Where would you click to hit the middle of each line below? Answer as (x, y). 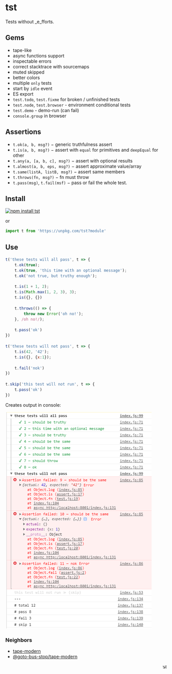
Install (15, 199)
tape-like (22, 50)
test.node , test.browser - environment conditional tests (72, 105)
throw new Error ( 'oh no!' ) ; (53, 314)
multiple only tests (32, 83)
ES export (23, 94)
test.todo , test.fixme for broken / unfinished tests (66, 99)
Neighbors (19, 640)
